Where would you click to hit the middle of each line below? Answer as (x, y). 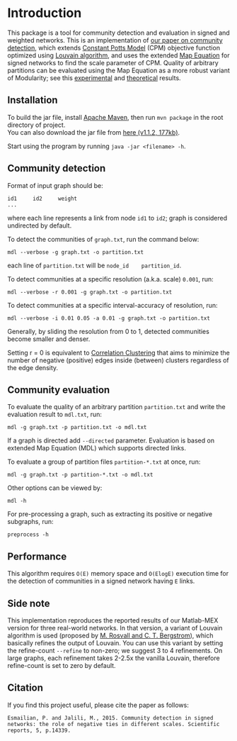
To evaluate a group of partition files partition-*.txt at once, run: (104, 462)
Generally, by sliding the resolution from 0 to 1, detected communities (109, 331)
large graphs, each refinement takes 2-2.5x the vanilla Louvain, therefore (114, 658)
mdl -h (17, 501)
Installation (33, 100)
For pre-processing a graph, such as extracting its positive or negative (110, 514)
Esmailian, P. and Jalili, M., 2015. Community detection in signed (110, 718)
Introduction (45, 13)
